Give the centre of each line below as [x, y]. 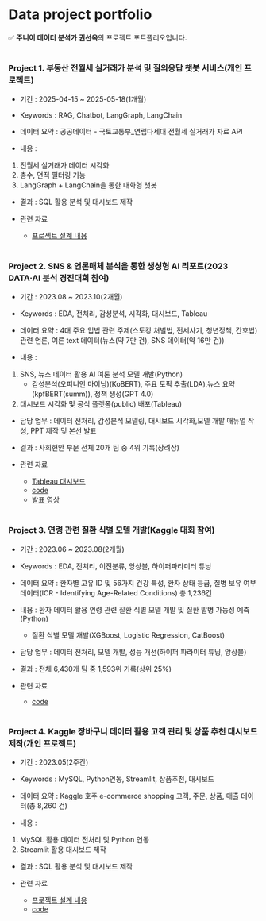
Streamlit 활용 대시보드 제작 [63, 850]
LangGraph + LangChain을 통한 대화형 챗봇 [88, 185]
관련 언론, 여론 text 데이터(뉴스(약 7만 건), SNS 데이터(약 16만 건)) [122, 341]
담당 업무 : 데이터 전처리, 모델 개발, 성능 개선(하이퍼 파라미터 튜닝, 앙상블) [133, 652]
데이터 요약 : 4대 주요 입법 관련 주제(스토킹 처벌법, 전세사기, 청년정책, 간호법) [139, 330]
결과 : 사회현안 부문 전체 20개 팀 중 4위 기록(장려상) [100, 448]
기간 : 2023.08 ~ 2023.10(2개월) [71, 297]
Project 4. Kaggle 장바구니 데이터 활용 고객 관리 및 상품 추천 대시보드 [133, 731]
